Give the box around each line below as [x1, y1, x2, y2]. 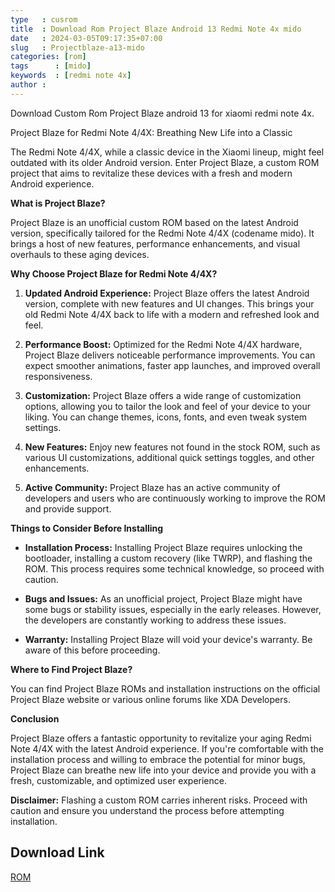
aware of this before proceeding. [24, 644, 161, 656]
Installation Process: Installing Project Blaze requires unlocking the [24, 541, 303, 553]
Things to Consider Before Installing [10, 522, 164, 534]
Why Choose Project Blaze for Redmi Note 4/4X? [10, 267, 218, 280]
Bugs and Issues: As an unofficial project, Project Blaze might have [24, 592, 303, 605]
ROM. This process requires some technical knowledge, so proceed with [24, 562, 325, 575]
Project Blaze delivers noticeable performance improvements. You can [24, 349, 316, 361]
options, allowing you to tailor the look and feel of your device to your [24, 400, 312, 412]
